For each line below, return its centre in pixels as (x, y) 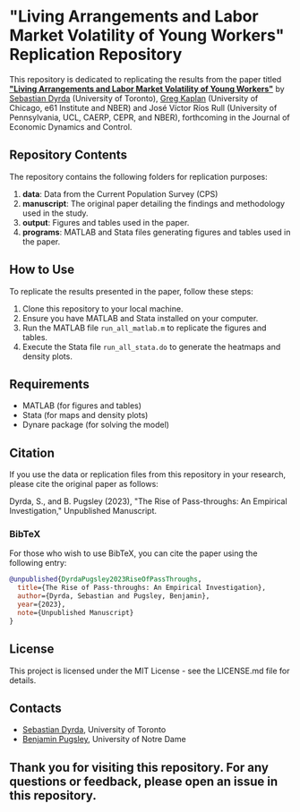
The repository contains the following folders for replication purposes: (139, 176)
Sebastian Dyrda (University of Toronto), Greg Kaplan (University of (134, 98)
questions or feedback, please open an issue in (144, 781)
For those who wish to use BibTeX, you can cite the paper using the (133, 553)
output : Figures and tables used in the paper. (106, 222)
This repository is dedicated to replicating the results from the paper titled (146, 79)
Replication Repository (96, 55)
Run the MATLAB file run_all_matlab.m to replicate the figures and (144, 328)
